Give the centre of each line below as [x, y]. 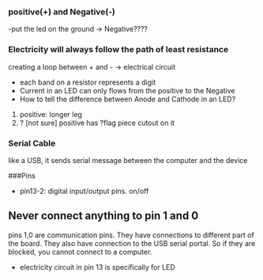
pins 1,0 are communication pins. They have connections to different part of [131, 235]
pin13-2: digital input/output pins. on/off [84, 191]
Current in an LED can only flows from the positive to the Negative [127, 90]
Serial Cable [32, 143]
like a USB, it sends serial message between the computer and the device [128, 160]
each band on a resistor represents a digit [88, 82]
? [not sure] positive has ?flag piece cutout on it [97, 123]
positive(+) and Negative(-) [62, 12]
